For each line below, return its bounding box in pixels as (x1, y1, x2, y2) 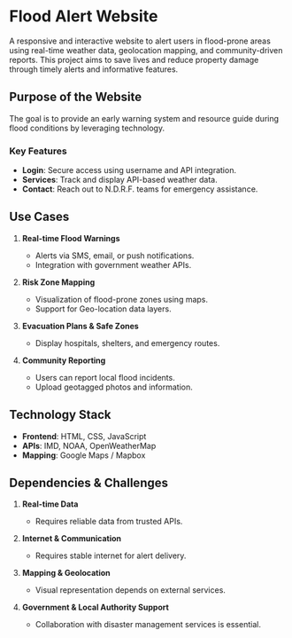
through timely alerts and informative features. (9, 64, 179, 75)
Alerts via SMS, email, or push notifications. (35, 250, 195, 261)
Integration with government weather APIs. (35, 259, 192, 270)
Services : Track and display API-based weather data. (21, 175, 219, 185)
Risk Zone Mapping (21, 277, 96, 287)
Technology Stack (9, 407, 111, 422)
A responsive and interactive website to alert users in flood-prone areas (9, 35, 272, 46)
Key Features (9, 145, 68, 157)
